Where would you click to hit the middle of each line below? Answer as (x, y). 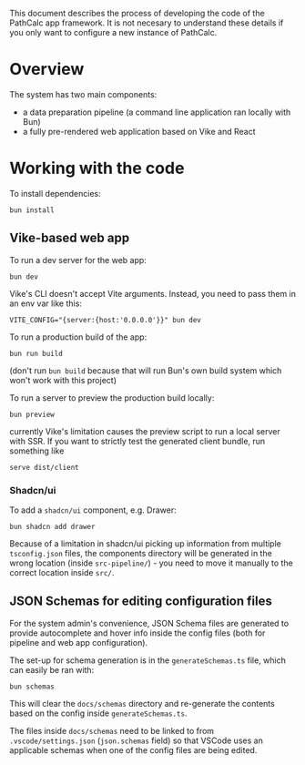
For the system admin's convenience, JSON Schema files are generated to (149, 623)
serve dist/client (44, 467)
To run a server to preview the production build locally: (112, 398)
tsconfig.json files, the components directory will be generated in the (141, 553)
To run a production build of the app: (78, 337)
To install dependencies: (56, 193)
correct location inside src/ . (62, 572)
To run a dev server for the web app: (78, 260)
